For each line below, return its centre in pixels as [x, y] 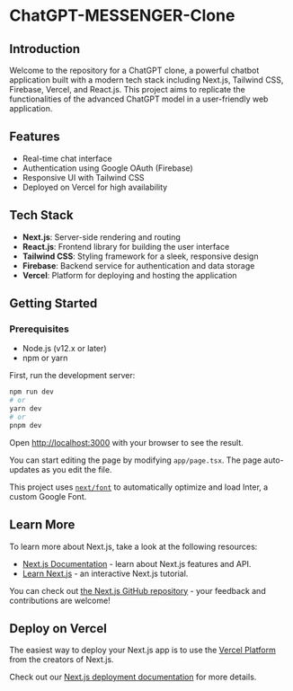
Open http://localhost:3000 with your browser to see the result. [127, 442]
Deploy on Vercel [58, 629]
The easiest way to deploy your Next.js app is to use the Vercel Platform [143, 650]
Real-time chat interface [67, 158]
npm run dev [31, 392]
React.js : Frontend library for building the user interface [126, 246]
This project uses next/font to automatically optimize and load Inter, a [139, 487]
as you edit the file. [77, 469]
